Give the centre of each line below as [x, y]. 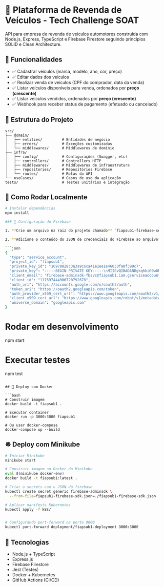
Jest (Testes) [25, 569]
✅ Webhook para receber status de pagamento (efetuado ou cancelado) [85, 104]
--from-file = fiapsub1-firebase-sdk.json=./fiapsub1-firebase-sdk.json [83, 496]
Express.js [22, 559]
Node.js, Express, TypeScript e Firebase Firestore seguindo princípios [75, 39]
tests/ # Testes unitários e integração [68, 182]
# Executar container [27, 412]
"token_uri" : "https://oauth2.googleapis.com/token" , [65, 289]
